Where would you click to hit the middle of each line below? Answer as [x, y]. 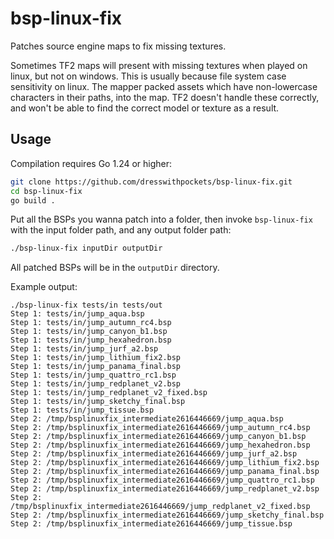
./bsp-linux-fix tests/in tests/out [86, 305]
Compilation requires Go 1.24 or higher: [91, 163]
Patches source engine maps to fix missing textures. [118, 46]
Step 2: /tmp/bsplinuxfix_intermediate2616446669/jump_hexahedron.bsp [160, 445]
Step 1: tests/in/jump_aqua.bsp [77, 314]
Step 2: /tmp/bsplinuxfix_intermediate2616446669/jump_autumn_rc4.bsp [160, 428]
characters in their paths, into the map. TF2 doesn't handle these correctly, [165, 97]
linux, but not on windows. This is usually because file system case [148, 76]
